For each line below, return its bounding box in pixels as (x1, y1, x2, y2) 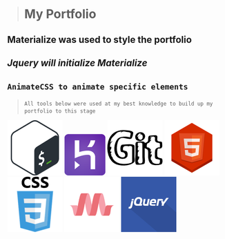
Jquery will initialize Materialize (7, 57, 148, 68)
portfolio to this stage (23, 107, 96, 115)
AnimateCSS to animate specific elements (7, 82, 188, 92)
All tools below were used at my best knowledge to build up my (23, 100, 213, 107)
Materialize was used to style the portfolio (7, 34, 192, 46)
